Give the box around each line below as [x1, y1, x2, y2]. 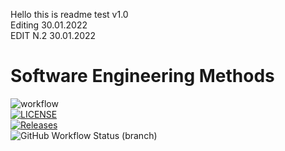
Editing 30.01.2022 [10, 19, 88, 31]
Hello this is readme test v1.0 [10, 9, 129, 20]
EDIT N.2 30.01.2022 [10, 30, 97, 41]
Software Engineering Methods [10, 65, 275, 88]
